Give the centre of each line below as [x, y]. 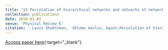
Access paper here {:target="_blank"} [43, 42]
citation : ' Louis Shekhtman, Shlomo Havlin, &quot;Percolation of [78, 28]
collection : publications [32, 14]
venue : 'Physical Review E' [34, 24]
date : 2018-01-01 [23, 19]
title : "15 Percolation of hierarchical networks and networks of [76, 10]
